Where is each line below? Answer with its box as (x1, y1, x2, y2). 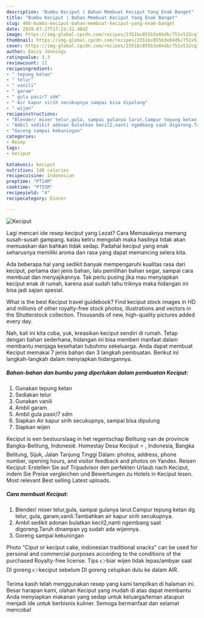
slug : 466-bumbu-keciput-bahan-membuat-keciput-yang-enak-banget (6, 20, 175, 26)
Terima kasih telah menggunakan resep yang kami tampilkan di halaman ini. (6, 580, 195, 588)
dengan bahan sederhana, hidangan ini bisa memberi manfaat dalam (6, 335, 178, 343)
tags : (6, 144, 20, 151)
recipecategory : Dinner (6, 195, 67, 202)
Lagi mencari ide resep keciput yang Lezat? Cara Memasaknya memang (6, 229, 187, 236)
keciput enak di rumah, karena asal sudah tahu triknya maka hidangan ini (6, 279, 189, 287)
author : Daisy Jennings (6, 49, 67, 55)
